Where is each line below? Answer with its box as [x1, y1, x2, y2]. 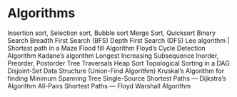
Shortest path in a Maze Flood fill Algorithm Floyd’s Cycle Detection [7, 44, 206, 52]
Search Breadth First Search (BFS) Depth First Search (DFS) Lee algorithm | [7, 36, 230, 44]
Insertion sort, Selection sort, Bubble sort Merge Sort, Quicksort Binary [7, 29, 216, 37]
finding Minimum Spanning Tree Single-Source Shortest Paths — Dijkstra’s [7, 73, 226, 83]
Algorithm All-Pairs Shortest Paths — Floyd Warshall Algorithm [7, 81, 191, 90]
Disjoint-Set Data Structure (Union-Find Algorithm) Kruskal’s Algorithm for [7, 66, 225, 75]
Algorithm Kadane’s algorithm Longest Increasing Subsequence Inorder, [7, 51, 219, 60]
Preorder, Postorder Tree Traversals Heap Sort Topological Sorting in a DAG [7, 58, 230, 67]
